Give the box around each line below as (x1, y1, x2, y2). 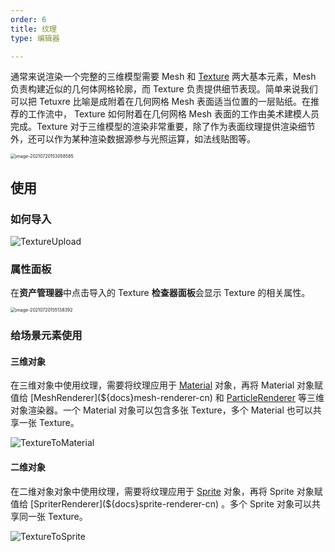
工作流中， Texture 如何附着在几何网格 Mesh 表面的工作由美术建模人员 (27, 108, 320, 120)
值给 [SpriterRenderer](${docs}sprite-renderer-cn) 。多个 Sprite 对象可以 (10, 497, 312, 510)
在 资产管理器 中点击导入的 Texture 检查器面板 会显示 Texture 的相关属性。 (10, 287, 311, 299)
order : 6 (10, 14, 47, 25)
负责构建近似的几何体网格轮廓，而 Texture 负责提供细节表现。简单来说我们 (10, 83, 318, 95)
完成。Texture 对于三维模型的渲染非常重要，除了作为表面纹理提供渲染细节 (10, 121, 316, 133)
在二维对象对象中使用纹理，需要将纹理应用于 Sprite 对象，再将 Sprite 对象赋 (10, 485, 323, 497)
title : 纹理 (10, 24, 57, 34)
